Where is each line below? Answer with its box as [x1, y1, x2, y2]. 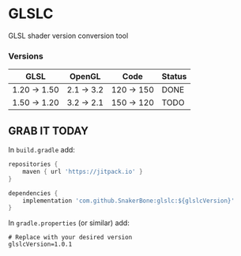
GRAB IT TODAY [8, 124, 89, 137]
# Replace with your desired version [8, 234, 133, 242]
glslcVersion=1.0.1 [8, 240, 73, 249]
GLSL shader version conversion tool [8, 31, 129, 40]
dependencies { [8, 189, 58, 198]
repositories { [8, 160, 58, 168]
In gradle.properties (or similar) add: [8, 218, 130, 228]
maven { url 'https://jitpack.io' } [22, 168, 144, 175]
